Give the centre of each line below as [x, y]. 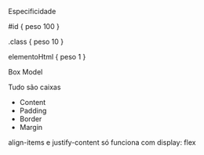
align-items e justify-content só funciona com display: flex [102, 142]
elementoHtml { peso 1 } [47, 57]
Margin [31, 127]
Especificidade [32, 11]
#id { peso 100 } [34, 26]
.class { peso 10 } [36, 41]
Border [31, 119]
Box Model [25, 72]
